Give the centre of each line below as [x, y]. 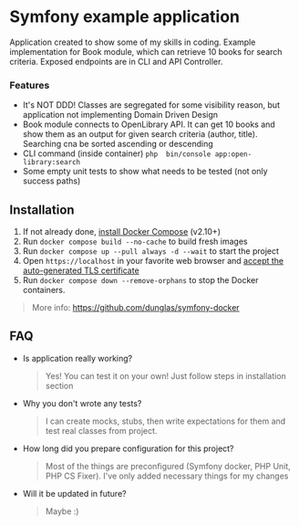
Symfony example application [124, 17]
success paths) [52, 181]
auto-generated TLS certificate [81, 270]
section [59, 385]
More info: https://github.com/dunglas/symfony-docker [135, 308]
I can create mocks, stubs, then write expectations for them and [165, 421]
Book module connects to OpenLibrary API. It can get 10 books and [149, 124]
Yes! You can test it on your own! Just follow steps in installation [166, 375]
